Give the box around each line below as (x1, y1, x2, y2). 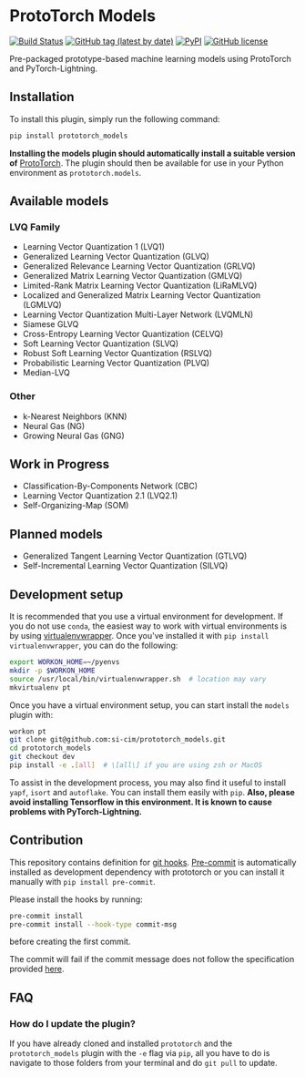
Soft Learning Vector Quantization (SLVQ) (22, 338, 179, 349)
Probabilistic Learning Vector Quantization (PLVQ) (22, 357, 210, 369)
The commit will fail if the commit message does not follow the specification (9, 954, 295, 965)
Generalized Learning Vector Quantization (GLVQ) (22, 251, 209, 262)
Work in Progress (9, 456, 110, 472)
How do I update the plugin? (9, 1017, 137, 1030)
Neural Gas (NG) (22, 420, 86, 431)
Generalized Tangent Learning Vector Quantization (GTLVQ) (22, 550, 248, 561)
